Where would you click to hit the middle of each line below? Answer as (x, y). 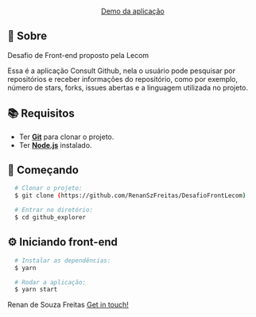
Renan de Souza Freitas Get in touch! (68, 305)
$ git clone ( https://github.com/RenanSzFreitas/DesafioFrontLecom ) (130, 196)
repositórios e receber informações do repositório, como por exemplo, (123, 79)
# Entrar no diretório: (54, 210)
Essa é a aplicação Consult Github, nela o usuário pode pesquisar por (122, 71)
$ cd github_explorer (50, 218)
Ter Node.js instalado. (55, 145)
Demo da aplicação (133, 11)
